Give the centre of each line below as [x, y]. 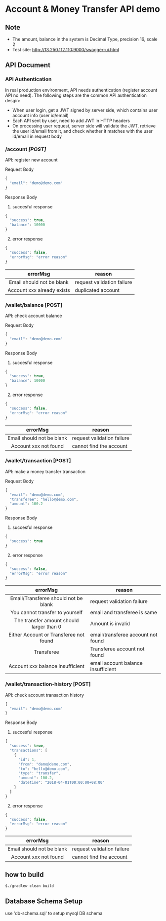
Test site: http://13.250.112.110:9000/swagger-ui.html [66, 50]
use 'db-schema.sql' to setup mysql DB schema [54, 913]
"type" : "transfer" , [39, 773]
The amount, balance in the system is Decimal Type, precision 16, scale [85, 39]
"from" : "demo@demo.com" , [45, 764]
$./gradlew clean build [30, 886]
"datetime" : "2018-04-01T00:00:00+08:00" [62, 783]
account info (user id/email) [41, 115]
